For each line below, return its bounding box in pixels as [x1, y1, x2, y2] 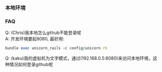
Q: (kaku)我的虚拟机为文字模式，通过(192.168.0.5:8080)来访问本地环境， [5, 55, 153, 61]
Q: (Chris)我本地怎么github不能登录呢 [5, 30, 82, 36]
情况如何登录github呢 [9, 62, 53, 68]
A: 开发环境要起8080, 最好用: [5, 36, 64, 42]
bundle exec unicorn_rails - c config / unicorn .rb [5, 46, 108, 51]
